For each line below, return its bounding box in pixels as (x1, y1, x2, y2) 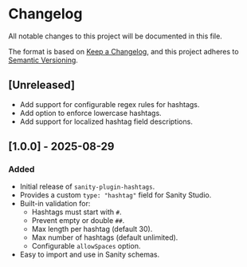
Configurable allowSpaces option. (31, 241, 141, 251)
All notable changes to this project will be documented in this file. (8, 31, 223, 41)
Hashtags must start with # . (31, 207, 122, 217)
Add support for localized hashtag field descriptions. (19, 117, 193, 126)
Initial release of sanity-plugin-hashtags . (19, 181, 155, 192)
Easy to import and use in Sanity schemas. (19, 249, 160, 260)
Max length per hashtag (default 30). (31, 225, 153, 234)
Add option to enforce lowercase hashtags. (19, 108, 162, 118)
